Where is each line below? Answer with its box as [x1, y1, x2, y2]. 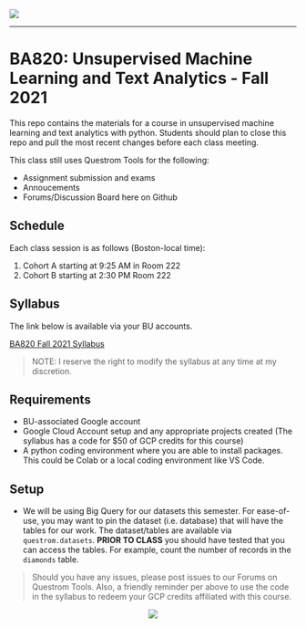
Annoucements [22, 182, 80, 193]
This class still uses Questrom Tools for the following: [9, 154, 209, 165]
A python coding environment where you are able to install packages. [22, 445, 284, 456]
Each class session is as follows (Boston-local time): [9, 242, 206, 253]
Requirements [9, 392, 91, 407]
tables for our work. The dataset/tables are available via [22, 525, 232, 536]
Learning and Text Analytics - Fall [9, 68, 270, 89]
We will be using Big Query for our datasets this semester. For [22, 506, 255, 517]
